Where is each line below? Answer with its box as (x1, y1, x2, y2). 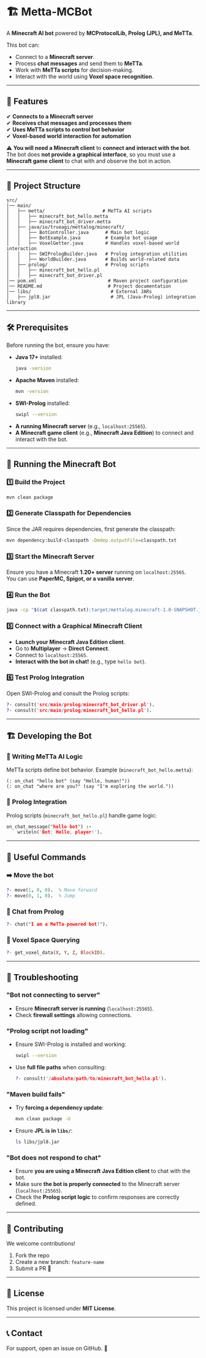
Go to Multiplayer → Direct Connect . (15, 644, 110, 652)
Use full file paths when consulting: (15, 1063, 106, 1071)
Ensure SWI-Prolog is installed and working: (15, 1040, 127, 1048)
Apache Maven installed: (15, 377, 80, 384)
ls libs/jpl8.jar (15, 1139, 60, 1145)
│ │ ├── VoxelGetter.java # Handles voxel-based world (6, 240, 180, 246)
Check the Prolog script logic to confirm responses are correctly (15, 1193, 180, 1201)
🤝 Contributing (6, 1223, 64, 1234)
